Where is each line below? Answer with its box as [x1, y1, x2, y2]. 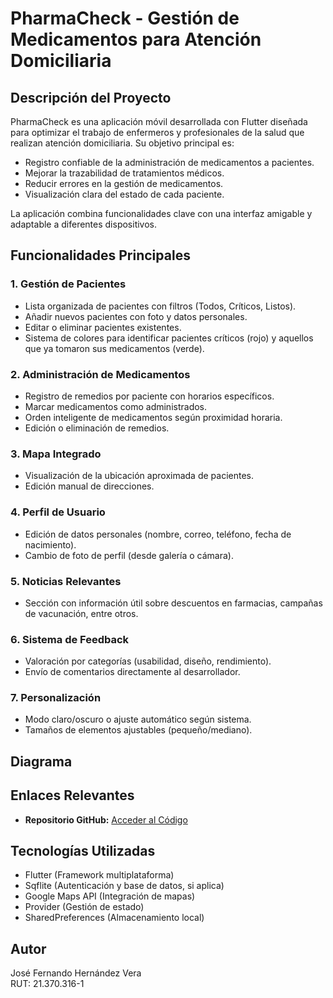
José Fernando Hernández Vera [10, 967, 142, 979]
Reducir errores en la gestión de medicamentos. [24, 178, 224, 189]
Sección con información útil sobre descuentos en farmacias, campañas [24, 597, 323, 609]
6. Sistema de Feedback [10, 632, 130, 646]
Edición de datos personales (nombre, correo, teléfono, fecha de [24, 528, 292, 540]
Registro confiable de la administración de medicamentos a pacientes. [24, 157, 315, 168]
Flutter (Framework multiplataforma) [24, 869, 175, 881]
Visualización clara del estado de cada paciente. [24, 188, 225, 200]
